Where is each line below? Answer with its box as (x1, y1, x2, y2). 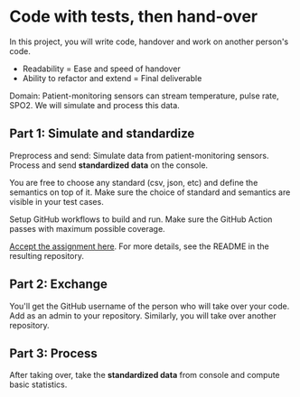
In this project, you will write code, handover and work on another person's (9, 36, 289, 47)
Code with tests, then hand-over (9, 6, 258, 27)
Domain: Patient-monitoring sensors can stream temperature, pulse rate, (9, 90, 280, 101)
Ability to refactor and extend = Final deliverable (22, 72, 202, 83)
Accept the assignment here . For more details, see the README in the (9, 241, 269, 252)
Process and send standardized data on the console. (9, 160, 209, 171)
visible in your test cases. (9, 196, 104, 207)
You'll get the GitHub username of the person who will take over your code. (9, 300, 290, 311)
